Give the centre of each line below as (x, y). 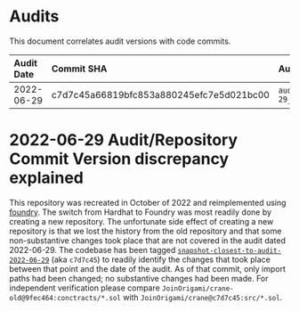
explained (47, 178)
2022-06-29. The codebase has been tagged (93, 250)
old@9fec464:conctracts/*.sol (65, 298)
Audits (34, 16)
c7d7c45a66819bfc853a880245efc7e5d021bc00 (160, 94)
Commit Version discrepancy (119, 159)
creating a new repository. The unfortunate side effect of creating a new (141, 221)
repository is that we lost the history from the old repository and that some (145, 231)
